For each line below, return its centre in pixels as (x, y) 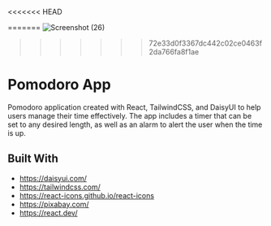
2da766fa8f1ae (174, 52)
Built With (33, 159)
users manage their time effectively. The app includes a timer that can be (130, 115)
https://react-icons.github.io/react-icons (87, 195)
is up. (17, 133)
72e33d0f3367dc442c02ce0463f (206, 43)
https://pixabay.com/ (54, 204)
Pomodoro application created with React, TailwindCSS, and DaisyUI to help (134, 107)
